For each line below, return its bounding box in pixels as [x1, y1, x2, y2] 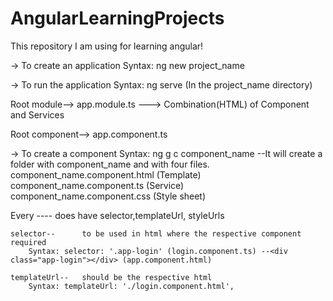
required [10, 237, 47, 247]
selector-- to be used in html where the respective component [10, 228, 302, 239]
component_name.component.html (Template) [10, 168, 202, 181]
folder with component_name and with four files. [10, 158, 210, 170]
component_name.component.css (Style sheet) [10, 190, 207, 202]
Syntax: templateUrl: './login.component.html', [28, 281, 235, 291]
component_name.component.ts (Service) [10, 179, 185, 191]
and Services [10, 108, 65, 121]
